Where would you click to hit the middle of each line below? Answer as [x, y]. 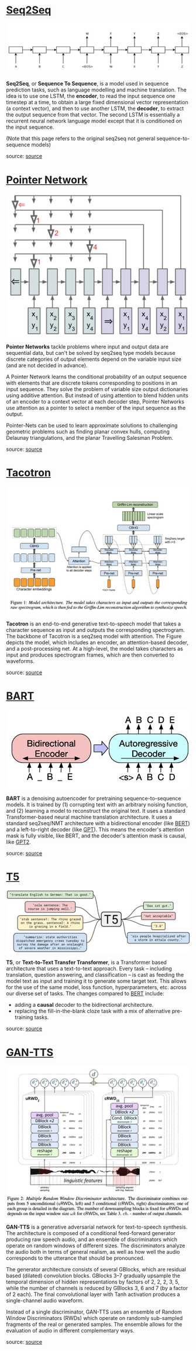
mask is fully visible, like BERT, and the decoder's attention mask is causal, [96, 836]
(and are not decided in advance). [47, 365]
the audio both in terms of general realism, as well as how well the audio [93, 1252]
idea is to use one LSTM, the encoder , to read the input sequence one [91, 96]
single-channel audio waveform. [45, 1301]
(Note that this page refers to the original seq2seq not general [81, 139]
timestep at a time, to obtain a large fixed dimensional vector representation [97, 102]
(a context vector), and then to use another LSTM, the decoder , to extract [95, 108]
